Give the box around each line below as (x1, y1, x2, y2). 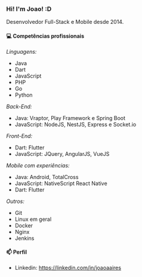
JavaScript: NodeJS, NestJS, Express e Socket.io (14, 121, 137, 128)
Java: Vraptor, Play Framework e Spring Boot (14, 114, 126, 121)
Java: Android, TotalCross (14, 173, 79, 180)
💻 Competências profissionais (6, 32, 85, 39)
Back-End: (6, 103, 32, 110)
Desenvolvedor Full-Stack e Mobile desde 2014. (6, 19, 124, 26)
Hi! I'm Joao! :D (6, 5, 52, 13)
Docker (14, 221, 33, 229)
